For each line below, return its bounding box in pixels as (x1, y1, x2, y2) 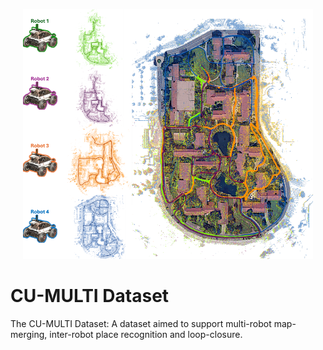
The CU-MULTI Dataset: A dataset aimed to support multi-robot (10, 317, 272, 329)
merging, (10, 328, 48, 340)
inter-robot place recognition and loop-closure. (49, 328, 243, 340)
